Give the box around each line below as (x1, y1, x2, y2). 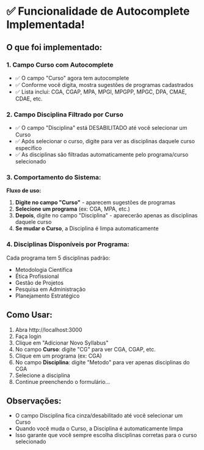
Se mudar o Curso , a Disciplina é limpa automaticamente (15, 225, 159, 232)
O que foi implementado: (6, 42, 103, 53)
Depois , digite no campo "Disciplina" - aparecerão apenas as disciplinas (15, 212, 198, 219)
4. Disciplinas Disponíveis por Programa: (6, 240, 129, 249)
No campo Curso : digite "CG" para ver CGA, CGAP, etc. (15, 345, 156, 353)
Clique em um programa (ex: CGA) (15, 352, 102, 359)
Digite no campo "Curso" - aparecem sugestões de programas (15, 199, 176, 206)
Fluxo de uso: (6, 187, 42, 194)
